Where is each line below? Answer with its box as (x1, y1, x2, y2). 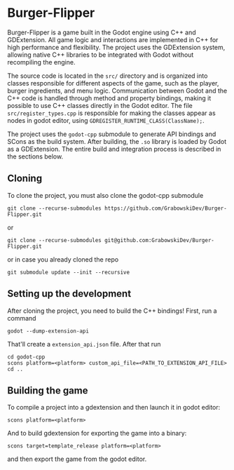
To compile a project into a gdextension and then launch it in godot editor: (7, 403, 221, 412)
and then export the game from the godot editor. (7, 455, 147, 464)
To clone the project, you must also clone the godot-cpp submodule (7, 191, 204, 199)
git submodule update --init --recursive (7, 269, 130, 276)
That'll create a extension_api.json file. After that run (7, 340, 161, 348)
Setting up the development (7, 288, 132, 300)
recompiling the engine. (7, 58, 76, 66)
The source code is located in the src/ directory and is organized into (7, 72, 208, 80)
